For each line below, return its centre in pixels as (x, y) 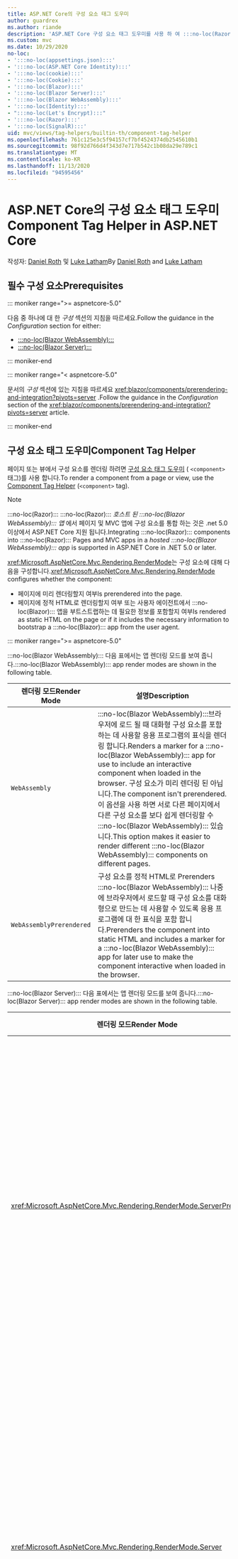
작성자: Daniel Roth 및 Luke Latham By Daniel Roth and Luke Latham (105, 261)
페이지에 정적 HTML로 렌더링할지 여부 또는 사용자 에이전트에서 (104, 603)
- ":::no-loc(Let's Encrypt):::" (57, 113)
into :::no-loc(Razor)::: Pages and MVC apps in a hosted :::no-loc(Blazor (112, 540)
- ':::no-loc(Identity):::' (49, 107)
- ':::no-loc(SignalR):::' (47, 126)
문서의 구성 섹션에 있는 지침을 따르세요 (60, 390)
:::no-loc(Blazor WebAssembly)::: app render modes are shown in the (115, 665)
